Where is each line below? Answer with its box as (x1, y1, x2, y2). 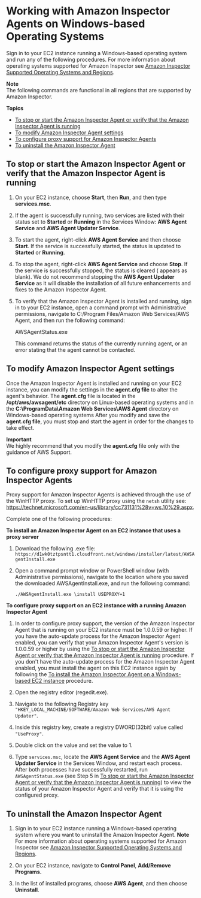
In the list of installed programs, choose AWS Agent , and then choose (14, 880, 187, 887)
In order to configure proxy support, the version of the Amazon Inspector (14, 620, 195, 627)
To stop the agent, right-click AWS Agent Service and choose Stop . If (14, 260, 188, 267)
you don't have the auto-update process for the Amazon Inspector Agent (14, 658, 195, 665)
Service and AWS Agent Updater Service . (14, 224, 121, 231)
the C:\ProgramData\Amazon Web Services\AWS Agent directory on (6, 405, 179, 412)
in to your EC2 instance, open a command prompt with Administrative (14, 304, 187, 311)
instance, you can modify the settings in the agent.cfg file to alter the (6, 385, 178, 393)
